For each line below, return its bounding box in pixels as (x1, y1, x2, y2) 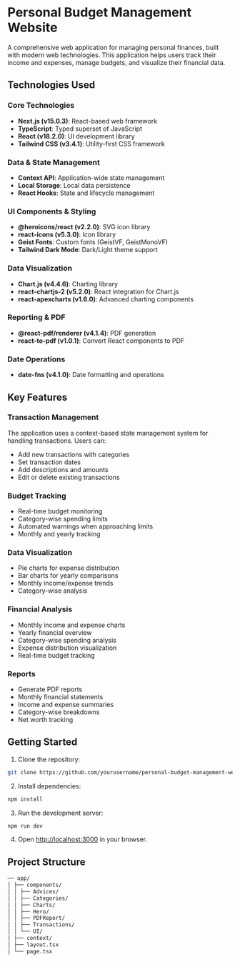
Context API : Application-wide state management (17, 173, 165, 182)
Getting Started (7, 736, 78, 748)
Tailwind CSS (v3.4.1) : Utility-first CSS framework (17, 139, 166, 148)
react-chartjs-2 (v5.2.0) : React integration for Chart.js (17, 287, 179, 296)
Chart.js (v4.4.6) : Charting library (17, 279, 119, 288)
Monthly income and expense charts (17, 621, 126, 629)
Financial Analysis (7, 604, 73, 614)
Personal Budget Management (7, 4, 191, 21)
